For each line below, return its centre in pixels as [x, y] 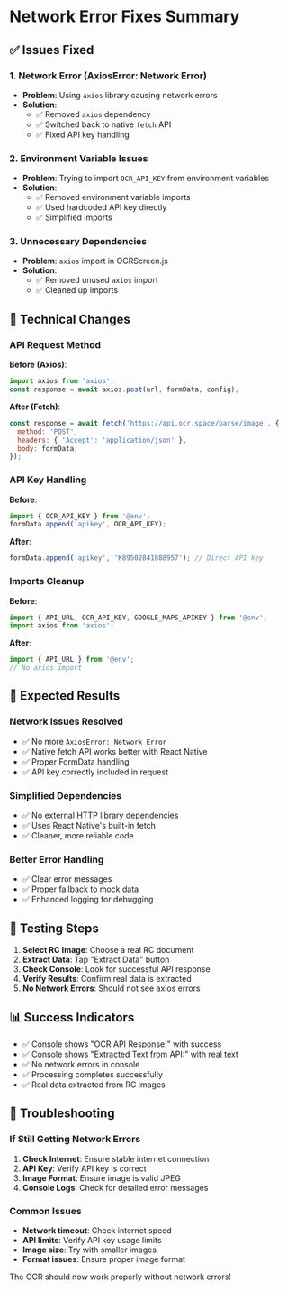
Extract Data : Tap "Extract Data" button [96, 960]
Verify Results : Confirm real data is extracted [107, 979]
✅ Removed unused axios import [97, 280]
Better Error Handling [57, 859]
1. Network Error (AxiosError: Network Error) [108, 76]
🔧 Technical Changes [70, 319]
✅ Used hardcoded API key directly [101, 207]
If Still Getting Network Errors [75, 1140]
